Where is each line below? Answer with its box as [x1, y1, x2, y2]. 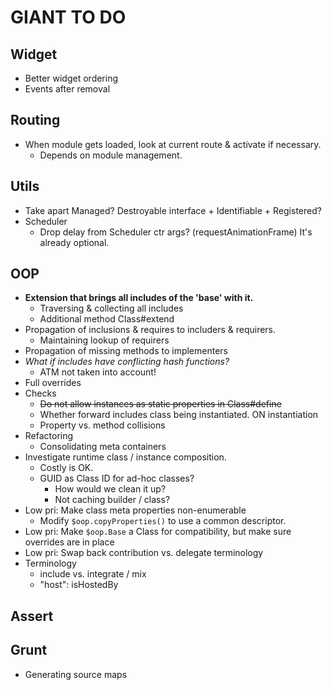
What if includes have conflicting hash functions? [24, 356, 230, 368]
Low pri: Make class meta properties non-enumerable [24, 504, 247, 516]
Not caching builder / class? [54, 494, 171, 506]
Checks [24, 387, 57, 400]
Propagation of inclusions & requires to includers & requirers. [24, 324, 277, 336]
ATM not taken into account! [39, 366, 157, 378]
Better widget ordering [24, 72, 119, 84]
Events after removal [24, 83, 111, 95]
